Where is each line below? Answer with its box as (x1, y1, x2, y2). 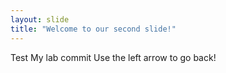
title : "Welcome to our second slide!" (10, 24, 177, 34)
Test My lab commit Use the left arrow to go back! (10, 51, 217, 63)
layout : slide (10, 14, 70, 25)
